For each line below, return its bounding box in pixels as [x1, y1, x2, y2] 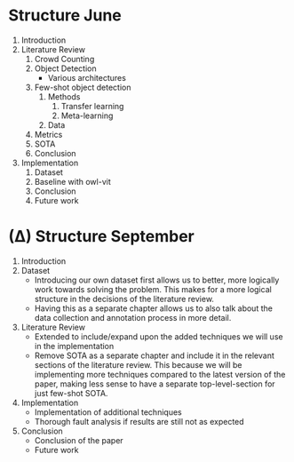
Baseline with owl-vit [34, 176, 112, 187]
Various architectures [47, 72, 126, 83]
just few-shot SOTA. [34, 387, 108, 398]
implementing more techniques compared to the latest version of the [34, 369, 286, 379]
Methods [47, 91, 81, 102]
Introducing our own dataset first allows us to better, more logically [34, 275, 280, 285]
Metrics [34, 129, 63, 139]
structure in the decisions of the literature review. [34, 293, 215, 304]
